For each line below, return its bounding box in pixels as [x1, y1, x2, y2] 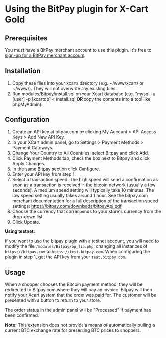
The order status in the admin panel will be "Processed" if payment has [5, 307, 151, 313]
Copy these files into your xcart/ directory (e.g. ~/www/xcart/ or [12, 80, 144, 86]
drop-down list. [12, 213, 44, 220]
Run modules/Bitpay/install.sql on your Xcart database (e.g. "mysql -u [12, 91, 156, 97]
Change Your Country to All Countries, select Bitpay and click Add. [12, 150, 149, 156]
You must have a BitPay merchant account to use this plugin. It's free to [5, 47, 152, 53]
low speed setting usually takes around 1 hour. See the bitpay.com [12, 192, 148, 198]
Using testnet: [5, 228, 35, 234]
